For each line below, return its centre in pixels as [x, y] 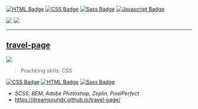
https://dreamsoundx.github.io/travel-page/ [67, 100]
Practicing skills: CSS [46, 70]
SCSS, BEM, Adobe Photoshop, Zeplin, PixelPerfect [77, 93]
